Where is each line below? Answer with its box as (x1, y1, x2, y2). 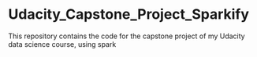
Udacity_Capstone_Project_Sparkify (8, 5, 250, 23)
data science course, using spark (8, 39, 117, 48)
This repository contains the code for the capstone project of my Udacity (8, 31, 246, 41)
